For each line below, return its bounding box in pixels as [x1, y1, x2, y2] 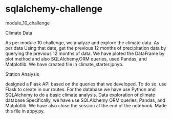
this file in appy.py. [5, 108, 45, 114]
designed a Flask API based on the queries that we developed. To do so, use [5, 81, 167, 87]
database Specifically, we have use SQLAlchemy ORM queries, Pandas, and [5, 97, 165, 103]
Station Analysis [5, 71, 39, 77]
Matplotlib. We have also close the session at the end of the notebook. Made [5, 102, 167, 108]
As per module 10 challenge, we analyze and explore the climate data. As [5, 39, 160, 46]
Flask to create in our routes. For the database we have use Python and [5, 86, 156, 92]
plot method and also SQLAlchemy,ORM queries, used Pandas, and [5, 55, 147, 62]
